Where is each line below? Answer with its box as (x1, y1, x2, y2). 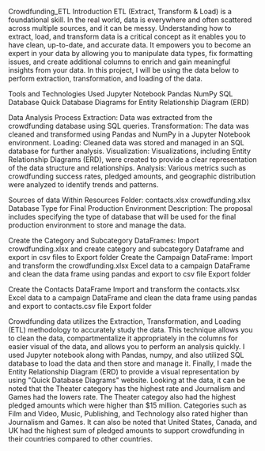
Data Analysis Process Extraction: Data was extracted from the (8, 113, 214, 122)
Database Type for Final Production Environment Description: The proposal (8, 204, 253, 212)
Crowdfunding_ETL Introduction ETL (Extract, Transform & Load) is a (8, 7, 232, 16)
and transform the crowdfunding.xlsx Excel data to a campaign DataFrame (8, 261, 251, 270)
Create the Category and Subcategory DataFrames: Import (8, 236, 199, 245)
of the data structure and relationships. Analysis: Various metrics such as (8, 163, 247, 172)
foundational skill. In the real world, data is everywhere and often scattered (8, 15, 252, 24)
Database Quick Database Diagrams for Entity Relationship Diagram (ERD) (8, 98, 249, 107)
